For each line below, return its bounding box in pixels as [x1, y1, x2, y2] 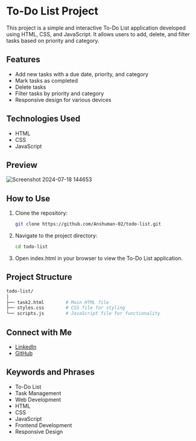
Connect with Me [6, 327, 72, 337]
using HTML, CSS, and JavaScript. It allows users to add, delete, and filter [6, 30, 190, 37]
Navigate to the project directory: [14, 232, 98, 240]
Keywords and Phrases [6, 367, 95, 378]
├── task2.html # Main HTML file [6, 299, 110, 305]
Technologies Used [6, 113, 80, 124]
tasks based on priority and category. [6, 37, 100, 44]
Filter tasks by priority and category [14, 89, 104, 97]
